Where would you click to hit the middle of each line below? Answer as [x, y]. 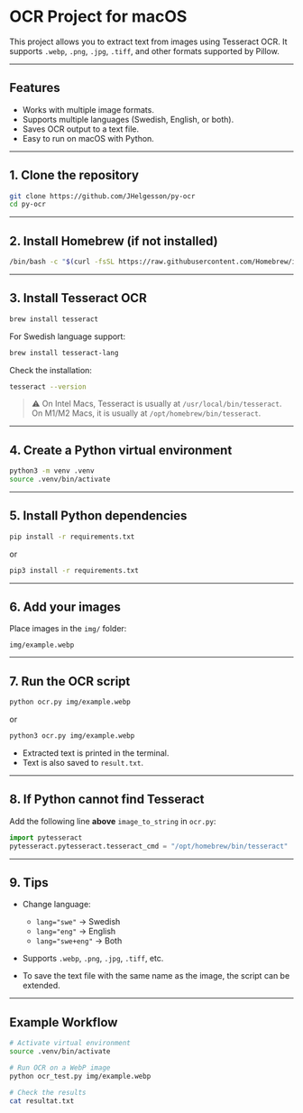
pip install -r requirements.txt [72, 537]
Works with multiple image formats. [88, 109]
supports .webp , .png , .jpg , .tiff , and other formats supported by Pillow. [144, 51]
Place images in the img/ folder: [68, 629]
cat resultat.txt [42, 1101]
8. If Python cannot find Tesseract [107, 800]
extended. [41, 986]
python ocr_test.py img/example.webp [80, 1076]
